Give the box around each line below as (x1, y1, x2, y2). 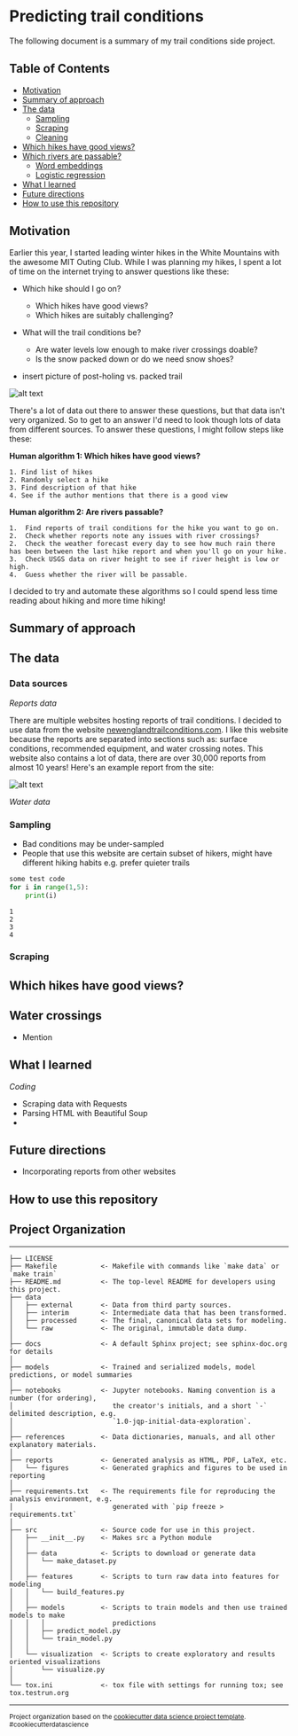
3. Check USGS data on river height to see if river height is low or (9, 554, 279, 564)
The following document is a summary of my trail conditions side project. (9, 35, 276, 46)
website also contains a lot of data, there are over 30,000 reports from (9, 752, 266, 763)
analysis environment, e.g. (9, 1494, 114, 1504)
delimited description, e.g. (9, 1409, 117, 1418)
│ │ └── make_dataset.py (9, 1556, 117, 1566)
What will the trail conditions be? (21, 326, 142, 338)
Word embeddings (35, 160, 104, 170)
